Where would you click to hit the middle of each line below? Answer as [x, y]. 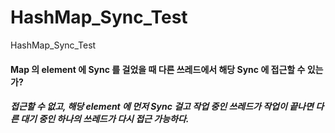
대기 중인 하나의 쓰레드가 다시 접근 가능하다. [105, 119]
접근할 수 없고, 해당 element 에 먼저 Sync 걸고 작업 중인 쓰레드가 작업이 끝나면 [162, 107]
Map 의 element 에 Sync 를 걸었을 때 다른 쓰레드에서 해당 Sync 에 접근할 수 [158, 69]
